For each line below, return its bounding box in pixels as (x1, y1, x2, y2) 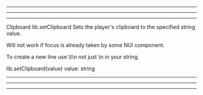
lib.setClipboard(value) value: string (6, 65, 95, 72)
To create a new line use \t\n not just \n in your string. (6, 53, 140, 61)
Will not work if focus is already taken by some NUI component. (6, 42, 165, 48)
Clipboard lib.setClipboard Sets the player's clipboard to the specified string (6, 24, 195, 30)
